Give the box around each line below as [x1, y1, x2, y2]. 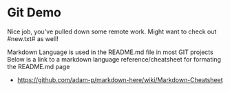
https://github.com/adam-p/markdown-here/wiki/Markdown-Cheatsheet [17, 75, 223, 83]
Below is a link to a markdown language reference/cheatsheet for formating [7, 55, 222, 63]
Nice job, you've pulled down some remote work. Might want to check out [7, 27, 217, 36]
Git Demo [7, 5, 62, 21]
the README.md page [7, 62, 70, 70]
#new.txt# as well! [7, 34, 59, 42]
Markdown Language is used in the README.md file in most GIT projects [7, 48, 213, 56]
